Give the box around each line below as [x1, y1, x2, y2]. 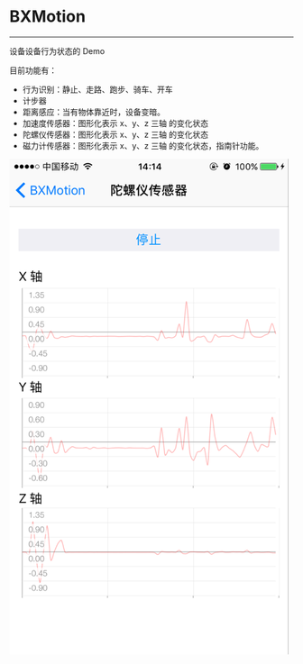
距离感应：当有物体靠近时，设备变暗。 [22, 106, 165, 117]
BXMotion [9, 6, 86, 27]
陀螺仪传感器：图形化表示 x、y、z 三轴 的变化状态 [22, 129, 209, 140]
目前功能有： [9, 65, 57, 76]
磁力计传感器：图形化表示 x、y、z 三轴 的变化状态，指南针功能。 [22, 140, 264, 150]
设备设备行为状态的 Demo [9, 45, 106, 56]
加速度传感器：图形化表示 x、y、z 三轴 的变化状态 [22, 117, 209, 128]
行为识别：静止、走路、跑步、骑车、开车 [22, 84, 173, 95]
